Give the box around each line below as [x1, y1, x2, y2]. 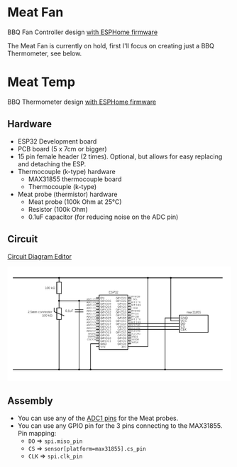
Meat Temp [7, 74, 76, 90]
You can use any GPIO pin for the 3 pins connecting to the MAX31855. [17, 421, 223, 430]
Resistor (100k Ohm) [28, 205, 89, 213]
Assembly [7, 395, 53, 407]
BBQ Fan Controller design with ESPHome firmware [7, 28, 158, 36]
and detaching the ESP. [17, 159, 87, 168]
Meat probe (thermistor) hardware [17, 190, 118, 198]
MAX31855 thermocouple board [28, 175, 122, 183]
